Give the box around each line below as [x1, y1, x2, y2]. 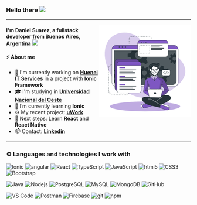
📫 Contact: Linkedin [14, 128, 66, 135]
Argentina [6, 40, 31, 47]
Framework [14, 81, 43, 88]
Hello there [6, 6, 38, 14]
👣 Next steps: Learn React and [14, 115, 89, 122]
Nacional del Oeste [14, 97, 62, 104]
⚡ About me [6, 53, 35, 61]
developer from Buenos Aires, [6, 33, 81, 40]
